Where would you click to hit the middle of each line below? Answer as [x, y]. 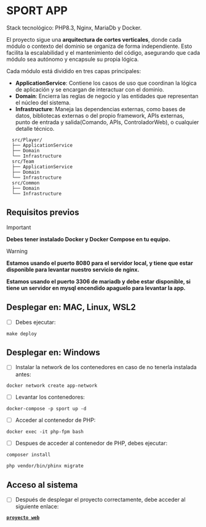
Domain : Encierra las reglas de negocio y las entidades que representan [107, 96]
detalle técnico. [35, 128]
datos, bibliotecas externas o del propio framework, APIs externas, [100, 115]
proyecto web [23, 518]
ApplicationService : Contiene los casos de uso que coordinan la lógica [106, 83]
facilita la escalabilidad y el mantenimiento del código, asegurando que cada [103, 52]
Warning [17, 251]
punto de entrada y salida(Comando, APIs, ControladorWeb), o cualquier [107, 122]
